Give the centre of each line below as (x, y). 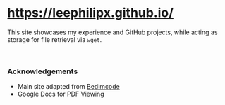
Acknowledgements (43, 71)
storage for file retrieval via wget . (55, 39)
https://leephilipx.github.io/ (91, 13)
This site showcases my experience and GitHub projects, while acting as (112, 32)
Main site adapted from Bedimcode (68, 87)
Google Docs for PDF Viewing (61, 94)
